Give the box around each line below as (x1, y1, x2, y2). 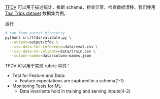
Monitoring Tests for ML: (12, 83, 63, 89)
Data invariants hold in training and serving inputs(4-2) (19, 88, 131, 94)
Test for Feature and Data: (12, 73, 65, 78)
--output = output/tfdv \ (9, 40, 58, 45)
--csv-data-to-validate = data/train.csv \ (9, 49, 96, 54)
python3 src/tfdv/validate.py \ (5, 35, 71, 40)
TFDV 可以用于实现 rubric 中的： (5, 63, 71, 69)
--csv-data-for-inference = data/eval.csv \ (9, 44, 98, 49)
